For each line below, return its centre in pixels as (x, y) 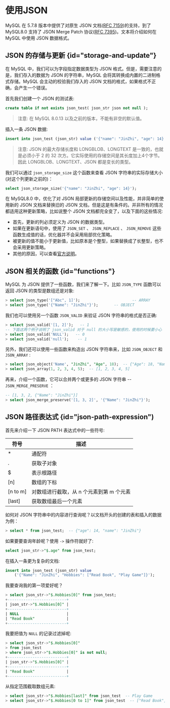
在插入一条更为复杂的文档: (33, 561)
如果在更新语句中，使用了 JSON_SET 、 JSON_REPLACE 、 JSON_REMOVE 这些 (87, 228)
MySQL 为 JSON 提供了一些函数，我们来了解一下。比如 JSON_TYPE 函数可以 (83, 285)
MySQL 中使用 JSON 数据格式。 (39, 38)
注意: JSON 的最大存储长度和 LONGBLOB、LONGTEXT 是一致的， (86, 149)
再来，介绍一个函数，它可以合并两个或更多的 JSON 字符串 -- (68, 379)
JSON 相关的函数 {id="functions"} (60, 271)
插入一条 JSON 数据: (27, 129)
